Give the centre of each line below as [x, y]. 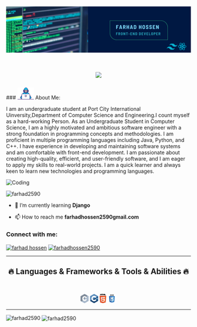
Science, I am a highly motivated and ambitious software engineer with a [94, 127]
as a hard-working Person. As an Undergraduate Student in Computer [90, 121]
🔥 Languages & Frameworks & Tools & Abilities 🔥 [98, 272]
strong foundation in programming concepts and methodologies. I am [90, 134]
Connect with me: [32, 234]
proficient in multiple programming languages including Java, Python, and [95, 140]
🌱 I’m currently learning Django [52, 205]
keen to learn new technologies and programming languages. [80, 171]
